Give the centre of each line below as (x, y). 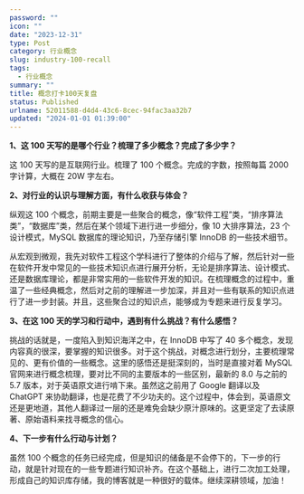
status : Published (44, 102)
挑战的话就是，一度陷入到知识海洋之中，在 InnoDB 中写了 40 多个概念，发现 (152, 340)
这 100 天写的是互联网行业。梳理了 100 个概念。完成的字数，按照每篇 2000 (149, 165)
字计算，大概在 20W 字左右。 (64, 176)
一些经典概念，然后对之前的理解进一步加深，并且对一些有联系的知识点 (156, 290)
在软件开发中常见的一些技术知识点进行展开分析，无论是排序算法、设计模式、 (152, 268)
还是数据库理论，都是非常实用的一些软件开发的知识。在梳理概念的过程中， (148, 279)
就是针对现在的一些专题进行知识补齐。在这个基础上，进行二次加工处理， (160, 469)
